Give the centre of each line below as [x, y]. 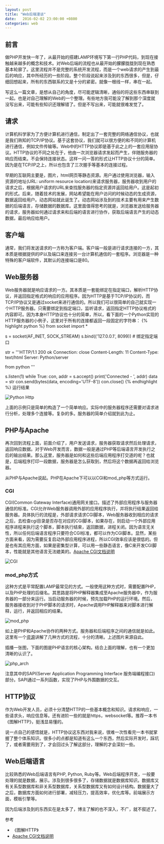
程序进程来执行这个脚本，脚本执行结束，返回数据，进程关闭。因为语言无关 [80, 527]
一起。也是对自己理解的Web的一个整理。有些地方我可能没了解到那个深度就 [80, 98]
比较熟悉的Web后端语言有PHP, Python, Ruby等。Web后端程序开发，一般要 [80, 774]
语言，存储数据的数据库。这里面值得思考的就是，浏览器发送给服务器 [90, 206]
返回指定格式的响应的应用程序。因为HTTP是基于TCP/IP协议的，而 [84, 296]
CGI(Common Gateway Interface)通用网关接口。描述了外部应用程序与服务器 [81, 502]
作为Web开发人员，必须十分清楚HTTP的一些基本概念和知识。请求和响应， [80, 709]
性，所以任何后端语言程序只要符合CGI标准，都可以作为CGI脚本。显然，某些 [81, 533]
